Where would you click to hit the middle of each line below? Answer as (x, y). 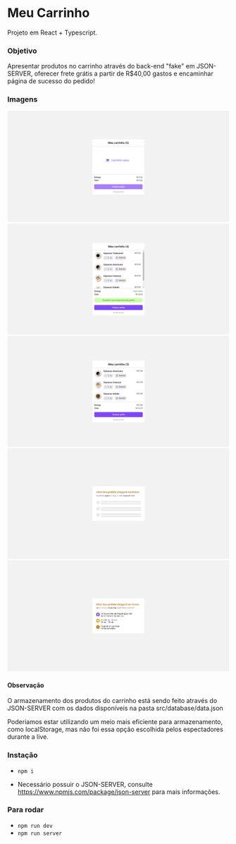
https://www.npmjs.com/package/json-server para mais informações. (119, 792)
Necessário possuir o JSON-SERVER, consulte (85, 784)
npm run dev (35, 826)
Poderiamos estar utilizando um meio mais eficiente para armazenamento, (115, 722)
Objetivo (22, 51)
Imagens (23, 99)
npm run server (40, 833)
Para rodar (26, 810)
